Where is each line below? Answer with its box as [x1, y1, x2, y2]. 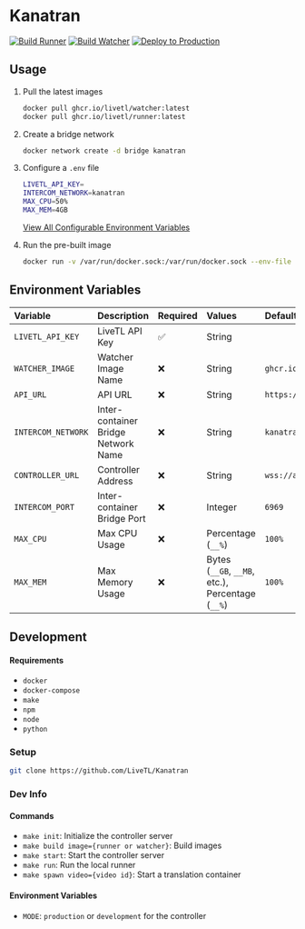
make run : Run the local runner [22, 860, 136, 871]
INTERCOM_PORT [14, 502, 75, 512]
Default [264, 309, 298, 322]
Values [206, 309, 238, 322]
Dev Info [9, 788, 47, 801]
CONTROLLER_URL [14, 470, 80, 480]
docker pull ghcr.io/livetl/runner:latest [22, 112, 186, 121]
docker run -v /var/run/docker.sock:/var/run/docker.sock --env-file [22, 256, 292, 266]
